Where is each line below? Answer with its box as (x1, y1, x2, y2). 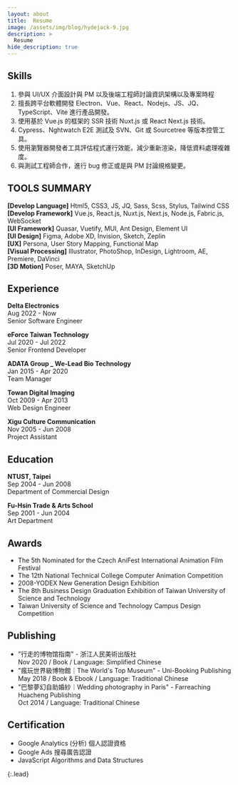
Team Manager (7, 375, 52, 383)
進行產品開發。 (69, 108, 114, 116)
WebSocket (7, 216, 41, 225)
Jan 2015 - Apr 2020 (7, 367, 68, 375)
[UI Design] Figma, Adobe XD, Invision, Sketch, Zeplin (7, 231, 166, 240)
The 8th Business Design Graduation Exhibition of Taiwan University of (17, 587, 226, 595)
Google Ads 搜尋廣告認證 (17, 747, 92, 756)
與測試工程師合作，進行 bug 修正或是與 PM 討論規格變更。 (17, 161, 190, 170)
